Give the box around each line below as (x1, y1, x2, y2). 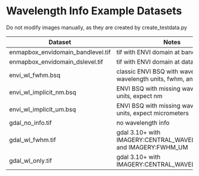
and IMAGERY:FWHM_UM (116, 143, 188, 151)
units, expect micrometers (116, 109, 189, 117)
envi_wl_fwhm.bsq (9, 71, 61, 79)
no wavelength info (116, 118, 170, 127)
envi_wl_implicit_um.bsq (9, 105, 76, 114)
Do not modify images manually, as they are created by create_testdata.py (6, 24, 188, 31)
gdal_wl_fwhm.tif (9, 136, 56, 144)
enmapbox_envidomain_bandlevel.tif (9, 48, 111, 56)
